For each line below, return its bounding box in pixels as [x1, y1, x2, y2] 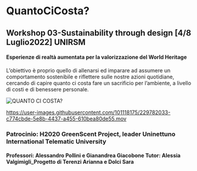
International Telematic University [6, 137, 107, 145]
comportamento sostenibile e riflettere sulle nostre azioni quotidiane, [6, 73, 174, 80]
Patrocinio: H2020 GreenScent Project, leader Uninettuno [6, 129, 176, 138]
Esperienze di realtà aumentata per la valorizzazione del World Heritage [6, 53, 187, 61]
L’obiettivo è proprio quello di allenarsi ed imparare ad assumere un [6, 66, 171, 74]
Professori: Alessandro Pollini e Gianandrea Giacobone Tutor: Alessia [6, 152, 181, 159]
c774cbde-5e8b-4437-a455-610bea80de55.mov [6, 115, 126, 122]
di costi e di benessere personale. [6, 85, 89, 93]
